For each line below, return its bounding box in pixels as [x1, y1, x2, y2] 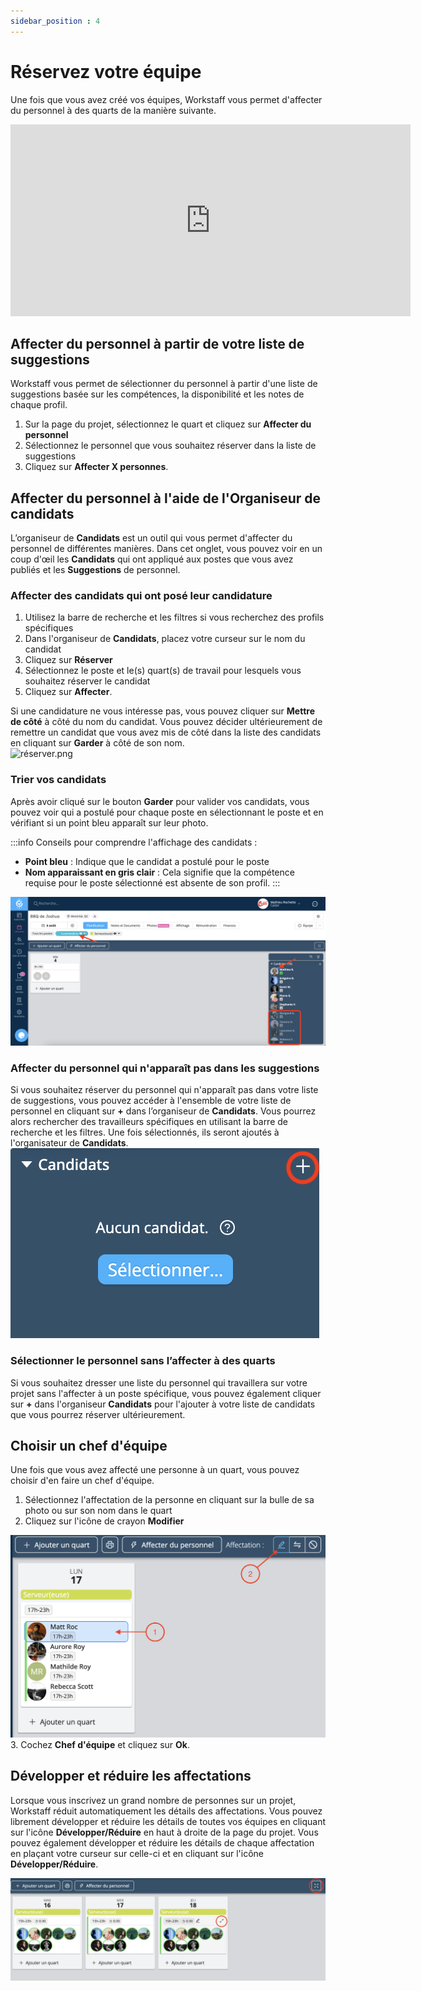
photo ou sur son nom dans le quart [24, 1505, 173, 1517]
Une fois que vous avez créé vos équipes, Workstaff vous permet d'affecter [10, 93, 323, 105]
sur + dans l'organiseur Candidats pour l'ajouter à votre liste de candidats [10, 1398, 316, 1410]
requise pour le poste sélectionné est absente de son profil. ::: [24, 876, 281, 889]
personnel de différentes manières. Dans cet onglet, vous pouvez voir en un [10, 543, 323, 555]
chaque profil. [10, 399, 68, 411]
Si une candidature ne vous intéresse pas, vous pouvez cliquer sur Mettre [10, 705, 315, 717]
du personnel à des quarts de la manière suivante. [10, 104, 217, 116]
